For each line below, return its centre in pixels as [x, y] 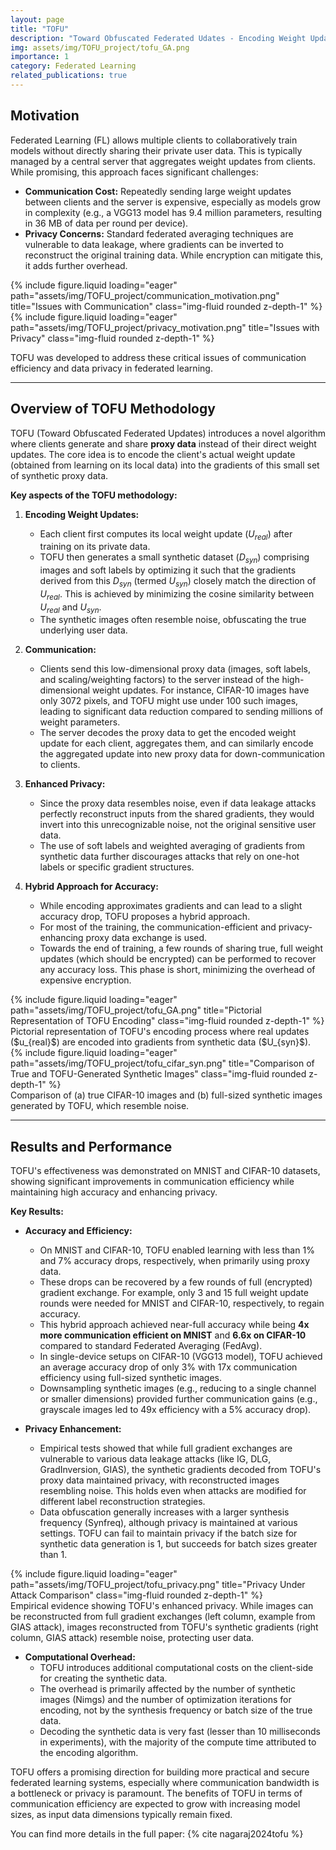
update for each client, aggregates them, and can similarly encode [176, 743]
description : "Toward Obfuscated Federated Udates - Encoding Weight [158, 38]
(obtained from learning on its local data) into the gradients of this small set [165, 465]
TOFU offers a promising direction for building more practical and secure [160, 1772]
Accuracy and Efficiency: [78, 1231]
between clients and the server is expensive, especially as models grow [173, 202]
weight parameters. [80, 722]
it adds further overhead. [76, 265]
